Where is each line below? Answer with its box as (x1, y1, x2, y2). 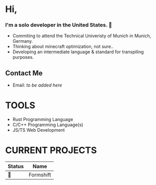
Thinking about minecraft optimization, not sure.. (12, 44, 114, 50)
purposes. (12, 54, 34, 60)
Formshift (28, 171, 51, 178)
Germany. (12, 38, 33, 44)
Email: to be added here (12, 82, 62, 88)
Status (8, 163, 24, 170)
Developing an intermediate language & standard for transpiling (12, 49, 144, 55)
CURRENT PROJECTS (5, 145, 97, 156)
